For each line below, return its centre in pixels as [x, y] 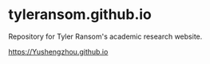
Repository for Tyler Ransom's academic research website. [105, 36]
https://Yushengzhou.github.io [58, 51]
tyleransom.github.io [80, 15]
